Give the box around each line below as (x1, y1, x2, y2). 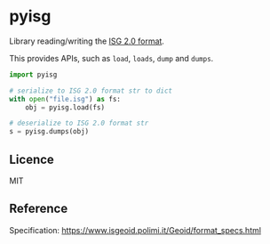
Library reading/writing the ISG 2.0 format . (9, 36, 164, 46)
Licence (9, 151, 55, 167)
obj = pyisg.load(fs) (25, 102, 105, 112)
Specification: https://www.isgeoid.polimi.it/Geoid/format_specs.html (9, 224, 262, 235)
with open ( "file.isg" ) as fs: (9, 94, 122, 103)
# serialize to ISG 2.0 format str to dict (9, 86, 173, 95)
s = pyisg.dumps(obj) (9, 127, 90, 136)
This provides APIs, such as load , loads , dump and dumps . (9, 53, 214, 63)
